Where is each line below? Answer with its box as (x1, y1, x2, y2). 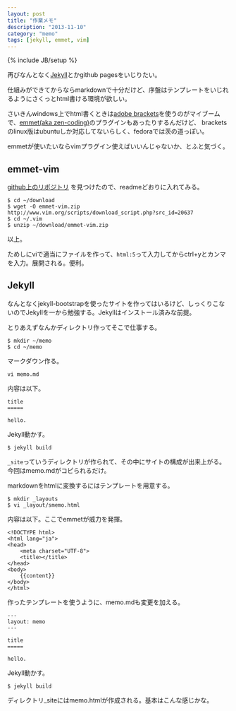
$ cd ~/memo (7, 343, 42, 351)
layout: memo (7, 618, 46, 625)
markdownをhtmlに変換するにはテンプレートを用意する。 (7, 481, 174, 490)
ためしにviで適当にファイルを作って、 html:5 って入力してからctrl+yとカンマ (7, 249, 227, 258)
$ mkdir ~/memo (7, 337, 52, 344)
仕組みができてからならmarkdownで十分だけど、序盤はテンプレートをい (7, 86, 217, 94)
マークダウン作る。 (7, 356, 63, 365)
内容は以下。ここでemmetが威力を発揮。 (7, 515, 127, 523)
